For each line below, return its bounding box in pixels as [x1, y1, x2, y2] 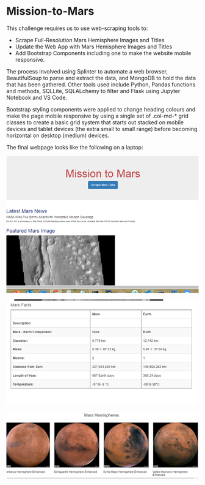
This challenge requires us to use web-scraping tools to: [6, 24, 148, 32]
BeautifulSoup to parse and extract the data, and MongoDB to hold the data [6, 74, 196, 81]
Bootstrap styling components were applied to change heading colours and [6, 105, 196, 113]
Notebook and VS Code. [6, 94, 68, 101]
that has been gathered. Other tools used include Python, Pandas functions [6, 81, 196, 88]
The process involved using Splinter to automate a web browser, [6, 67, 168, 75]
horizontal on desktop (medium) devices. [6, 132, 110, 139]
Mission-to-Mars [6, 4, 95, 18]
